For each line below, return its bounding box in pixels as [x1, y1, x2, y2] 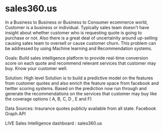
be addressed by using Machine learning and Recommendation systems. [5, 45, 153, 51]
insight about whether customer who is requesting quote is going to [5, 30, 142, 35]
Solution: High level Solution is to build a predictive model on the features [5, 75, 153, 81]
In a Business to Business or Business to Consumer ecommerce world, [5, 19, 148, 25]
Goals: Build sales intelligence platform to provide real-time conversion [5, 55, 148, 61]
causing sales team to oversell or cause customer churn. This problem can [5, 40, 156, 46]
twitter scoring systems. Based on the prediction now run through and [5, 85, 147, 91]
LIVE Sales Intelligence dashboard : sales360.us [5, 120, 102, 126]
